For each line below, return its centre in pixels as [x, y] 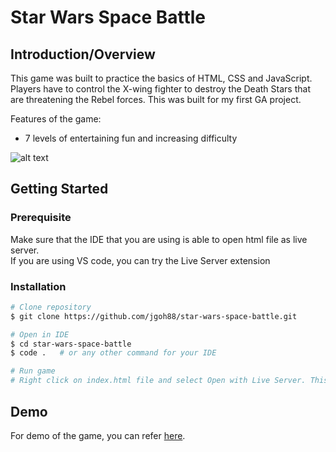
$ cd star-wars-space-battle [71, 344]
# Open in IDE [40, 334]
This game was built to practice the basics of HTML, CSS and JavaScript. [161, 78]
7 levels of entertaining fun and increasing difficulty [131, 138]
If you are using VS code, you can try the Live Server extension [140, 260]
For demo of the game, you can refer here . [98, 435]
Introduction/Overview [83, 54]
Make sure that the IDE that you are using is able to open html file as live [159, 239]
